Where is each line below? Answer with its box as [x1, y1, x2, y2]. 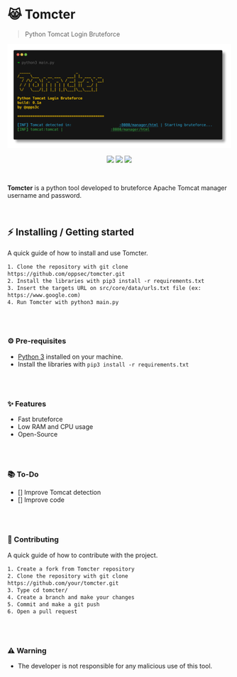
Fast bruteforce [17, 415, 63, 424]
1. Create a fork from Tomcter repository [7, 565, 135, 573]
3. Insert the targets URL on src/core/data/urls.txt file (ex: [7, 284, 202, 291]
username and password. [7, 191, 82, 199]
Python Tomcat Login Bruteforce [24, 30, 121, 38]
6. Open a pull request [7, 608, 78, 615]
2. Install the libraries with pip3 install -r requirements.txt [7, 277, 204, 284]
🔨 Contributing [7, 535, 59, 544]
